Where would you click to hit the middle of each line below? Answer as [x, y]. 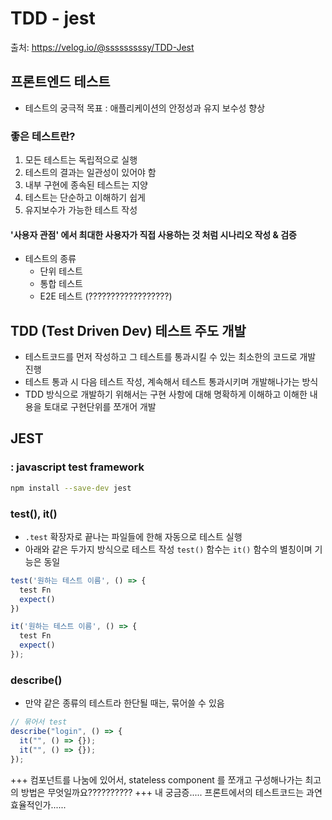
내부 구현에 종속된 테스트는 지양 [86, 185]
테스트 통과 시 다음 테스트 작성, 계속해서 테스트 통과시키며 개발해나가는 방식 [171, 382]
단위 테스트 [61, 271]
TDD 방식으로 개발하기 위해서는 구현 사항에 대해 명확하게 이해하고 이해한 [166, 394]
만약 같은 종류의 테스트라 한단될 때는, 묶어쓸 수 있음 [124, 703]
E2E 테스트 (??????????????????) [106, 296]
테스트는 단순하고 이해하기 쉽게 [85, 198]
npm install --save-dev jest [71, 488]
